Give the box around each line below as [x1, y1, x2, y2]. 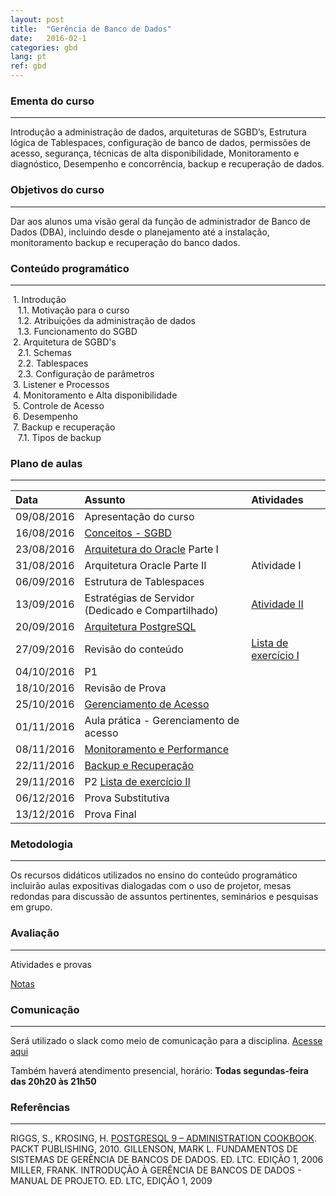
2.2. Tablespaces [17, 357, 89, 369]
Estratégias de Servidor [84, 591, 195, 605]
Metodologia [10, 837, 73, 851]
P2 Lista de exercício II [84, 775, 191, 789]
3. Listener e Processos [12, 378, 110, 390]
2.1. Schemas [17, 346, 72, 358]
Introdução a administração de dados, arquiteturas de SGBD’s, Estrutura [10, 126, 307, 138]
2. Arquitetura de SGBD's [12, 336, 117, 348]
